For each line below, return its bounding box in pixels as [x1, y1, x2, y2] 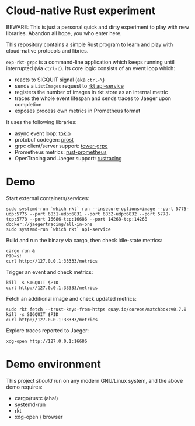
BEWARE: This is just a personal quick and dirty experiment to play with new [6, 23, 190, 30]
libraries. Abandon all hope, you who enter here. [6, 29, 122, 36]
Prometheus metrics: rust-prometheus [14, 148, 107, 156]
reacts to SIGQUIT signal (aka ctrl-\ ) [14, 76, 105, 83]
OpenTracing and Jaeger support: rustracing [14, 154, 122, 162]
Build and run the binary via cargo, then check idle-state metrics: [6, 236, 162, 243]
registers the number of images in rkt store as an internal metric [14, 88, 168, 95]
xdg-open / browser [14, 413, 63, 420]
